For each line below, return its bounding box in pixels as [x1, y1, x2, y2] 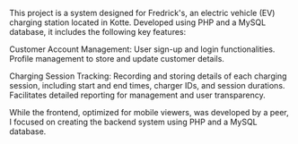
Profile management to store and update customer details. [9, 54, 224, 64]
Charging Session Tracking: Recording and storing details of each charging [9, 71, 287, 81]
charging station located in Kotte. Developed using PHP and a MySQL [9, 17, 267, 28]
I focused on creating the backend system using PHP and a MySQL [9, 116, 258, 127]
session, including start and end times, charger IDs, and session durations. [9, 80, 285, 90]
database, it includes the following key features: [9, 27, 187, 37]
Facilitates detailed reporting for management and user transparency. [9, 89, 267, 100]
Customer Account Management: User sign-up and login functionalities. [9, 44, 276, 55]
